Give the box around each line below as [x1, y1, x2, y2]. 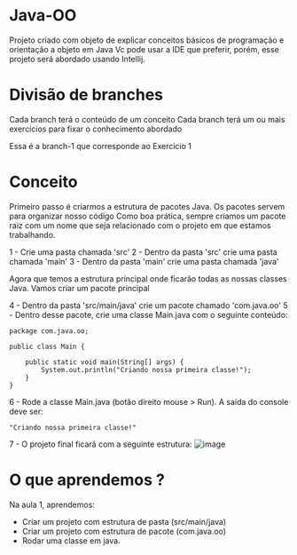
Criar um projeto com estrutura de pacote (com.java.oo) [21, 526, 227, 536]
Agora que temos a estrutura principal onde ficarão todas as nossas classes [9, 273, 287, 284]
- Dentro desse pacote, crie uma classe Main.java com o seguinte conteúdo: [9, 309, 288, 320]
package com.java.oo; [9, 326, 90, 336]
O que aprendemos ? [9, 470, 166, 489]
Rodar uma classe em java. [21, 535, 121, 546]
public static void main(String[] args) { [25, 357, 184, 367]
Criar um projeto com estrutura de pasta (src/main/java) [21, 516, 227, 527]
